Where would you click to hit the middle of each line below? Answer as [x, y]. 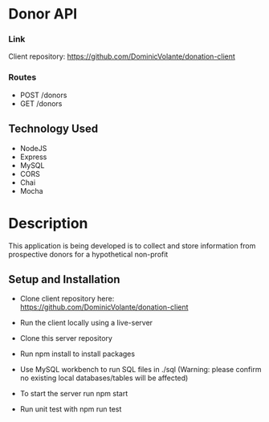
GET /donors [41, 103]
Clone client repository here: [67, 299]
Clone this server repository [66, 338]
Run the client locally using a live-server [86, 323]
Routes [22, 77]
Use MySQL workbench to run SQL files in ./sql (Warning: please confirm [141, 370]
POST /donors [43, 95]
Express [33, 157]
